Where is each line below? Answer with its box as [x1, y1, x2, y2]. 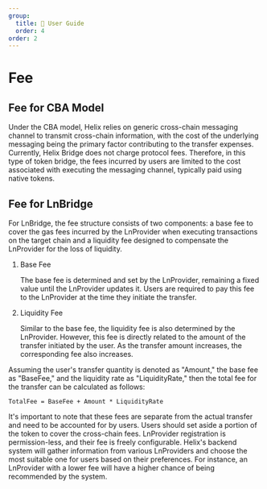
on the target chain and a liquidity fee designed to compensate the [8, 235, 229, 246]
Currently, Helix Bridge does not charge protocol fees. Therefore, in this [8, 148, 246, 158]
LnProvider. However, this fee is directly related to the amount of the [19, 332, 246, 342]
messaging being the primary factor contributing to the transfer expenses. [8, 139, 254, 149]
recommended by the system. [8, 472, 108, 482]
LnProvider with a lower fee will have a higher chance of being [8, 463, 215, 473]
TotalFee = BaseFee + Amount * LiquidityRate [8, 398, 163, 406]
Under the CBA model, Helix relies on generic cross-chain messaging [8, 122, 239, 132]
